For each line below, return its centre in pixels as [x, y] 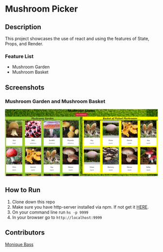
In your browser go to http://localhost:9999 [57, 217]
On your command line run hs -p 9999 [50, 212]
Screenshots [25, 87]
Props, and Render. [24, 44]
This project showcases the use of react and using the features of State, [77, 38]
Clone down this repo [33, 202]
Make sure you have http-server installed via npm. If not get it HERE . [80, 207]
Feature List [19, 56]
